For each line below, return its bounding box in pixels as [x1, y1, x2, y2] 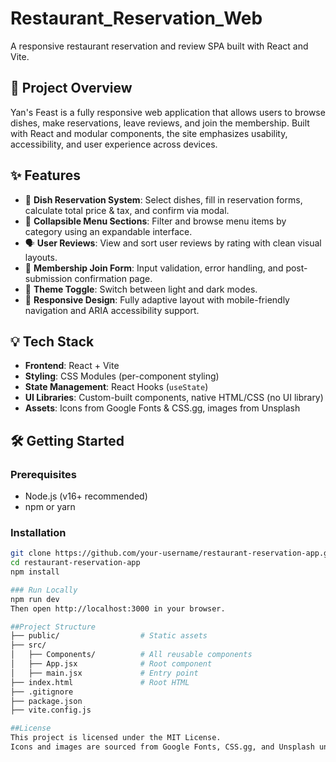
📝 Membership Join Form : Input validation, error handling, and [24, 262, 284, 274]
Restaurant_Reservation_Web [10, 7, 263, 30]
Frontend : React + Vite [24, 360, 120, 372]
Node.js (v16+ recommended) [24, 490, 148, 502]
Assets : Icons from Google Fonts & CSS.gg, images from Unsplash [24, 402, 301, 414]
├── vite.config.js [10, 705, 92, 716]
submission [24, 272, 73, 284]
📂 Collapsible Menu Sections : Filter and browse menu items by [24, 215, 287, 227]
